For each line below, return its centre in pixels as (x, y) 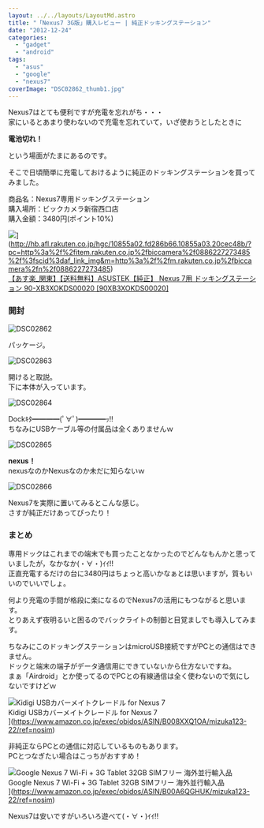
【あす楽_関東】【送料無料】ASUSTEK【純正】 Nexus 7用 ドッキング (119, 279)
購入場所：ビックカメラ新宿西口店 (63, 209)
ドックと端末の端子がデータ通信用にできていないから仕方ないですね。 (122, 666)
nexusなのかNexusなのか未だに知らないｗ (77, 470)
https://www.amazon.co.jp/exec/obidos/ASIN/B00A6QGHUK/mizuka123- (132, 791)
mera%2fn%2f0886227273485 (59, 269)
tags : (17, 60)
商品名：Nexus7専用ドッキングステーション (79, 199)
